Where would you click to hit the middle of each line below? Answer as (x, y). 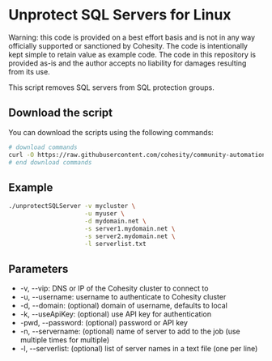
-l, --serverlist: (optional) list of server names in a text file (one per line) (139, 349)
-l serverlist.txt (116, 244)
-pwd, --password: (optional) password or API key (104, 323)
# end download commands (50, 162)
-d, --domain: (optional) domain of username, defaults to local (124, 306)
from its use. (29, 71)
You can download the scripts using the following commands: (111, 132)
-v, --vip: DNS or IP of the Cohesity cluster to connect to (114, 288)
